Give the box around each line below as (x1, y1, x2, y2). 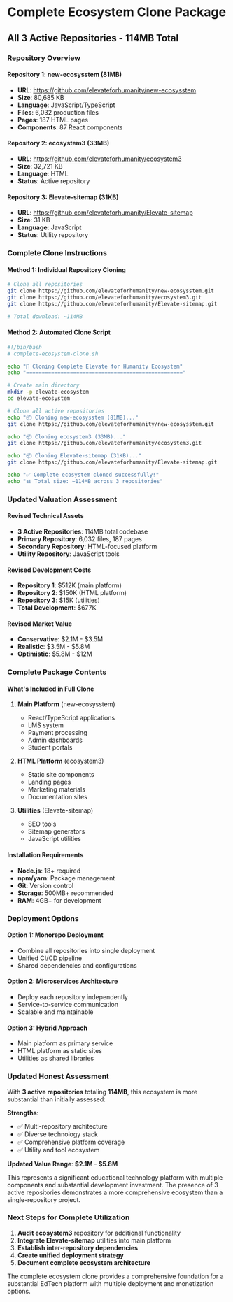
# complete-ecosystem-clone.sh (7, 350, 99, 357)
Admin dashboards (27, 736, 83, 745)
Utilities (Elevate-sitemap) (17, 806, 94, 815)
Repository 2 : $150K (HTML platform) (17, 589, 127, 597)
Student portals (27, 743, 73, 752)
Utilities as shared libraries (17, 1054, 94, 1063)
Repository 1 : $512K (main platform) (17, 581, 122, 589)
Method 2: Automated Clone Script (7, 328, 111, 336)
